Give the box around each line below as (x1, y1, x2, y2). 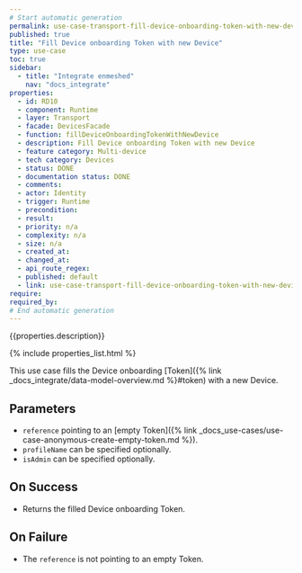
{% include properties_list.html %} (9, 348, 137, 359)
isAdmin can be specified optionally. (22, 453, 155, 464)
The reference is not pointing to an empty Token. (22, 553, 204, 564)
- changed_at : (17, 255, 70, 265)
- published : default (17, 273, 99, 282)
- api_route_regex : (17, 264, 91, 273)
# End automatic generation (9, 306, 115, 315)
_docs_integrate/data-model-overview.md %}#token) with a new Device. (9, 375, 279, 386)
